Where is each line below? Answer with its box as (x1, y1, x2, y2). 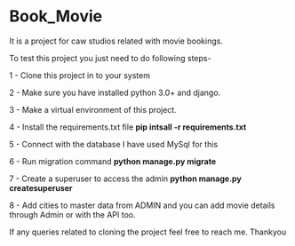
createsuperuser (9, 182, 73, 193)
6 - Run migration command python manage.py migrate (9, 155, 217, 166)
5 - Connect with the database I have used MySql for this (9, 139, 219, 149)
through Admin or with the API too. (9, 209, 136, 219)
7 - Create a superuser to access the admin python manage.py (9, 173, 242, 184)
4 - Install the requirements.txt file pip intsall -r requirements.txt (9, 122, 247, 132)
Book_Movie (9, 6, 103, 27)
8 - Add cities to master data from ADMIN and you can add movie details (9, 200, 275, 210)
